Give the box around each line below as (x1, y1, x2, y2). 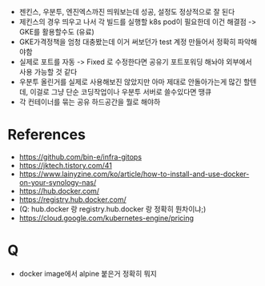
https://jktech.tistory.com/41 (18, 160, 113, 170)
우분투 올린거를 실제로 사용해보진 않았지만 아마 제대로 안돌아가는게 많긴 (18, 77, 242, 87)
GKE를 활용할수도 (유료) (18, 27, 95, 36)
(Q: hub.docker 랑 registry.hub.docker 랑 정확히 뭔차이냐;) (18, 203, 207, 214)
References (7, 126, 86, 144)
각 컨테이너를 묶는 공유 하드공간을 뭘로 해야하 (18, 97, 161, 107)
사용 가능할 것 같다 (18, 67, 78, 76)
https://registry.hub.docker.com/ (18, 195, 127, 204)
